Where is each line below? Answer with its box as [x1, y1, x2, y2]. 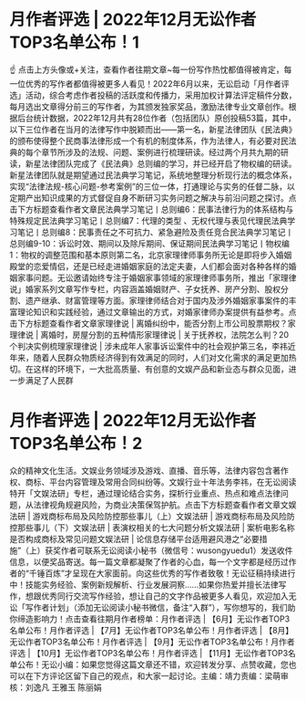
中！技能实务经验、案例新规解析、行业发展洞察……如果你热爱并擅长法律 [9, 579, 280, 590]
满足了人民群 [25, 374, 74, 385]
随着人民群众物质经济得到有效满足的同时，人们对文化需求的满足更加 [33, 351, 289, 362]
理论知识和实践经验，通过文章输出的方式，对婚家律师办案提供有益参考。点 [16, 306, 297, 317]
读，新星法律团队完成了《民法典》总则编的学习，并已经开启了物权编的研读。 [9, 158, 297, 169]
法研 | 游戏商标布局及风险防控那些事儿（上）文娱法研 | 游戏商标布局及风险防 [9, 510, 296, 521]
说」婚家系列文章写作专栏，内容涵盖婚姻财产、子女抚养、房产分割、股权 [9, 283, 280, 294]
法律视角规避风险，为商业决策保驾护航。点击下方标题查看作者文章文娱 [33, 499, 297, 510]
